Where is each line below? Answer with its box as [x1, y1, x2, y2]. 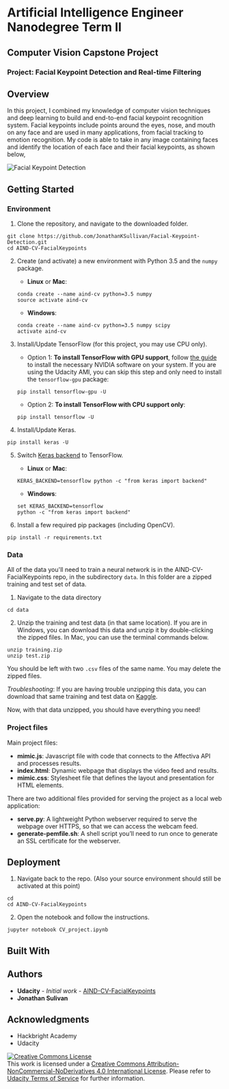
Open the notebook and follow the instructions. [16, 913, 150, 922]
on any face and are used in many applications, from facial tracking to [7, 128, 204, 136]
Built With [7, 945, 50, 957]
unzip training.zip [7, 647, 63, 654]
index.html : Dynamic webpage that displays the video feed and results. [16, 766, 219, 774]
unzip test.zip [7, 653, 51, 660]
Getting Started [7, 183, 75, 195]
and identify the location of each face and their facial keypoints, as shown [7, 143, 215, 152]
